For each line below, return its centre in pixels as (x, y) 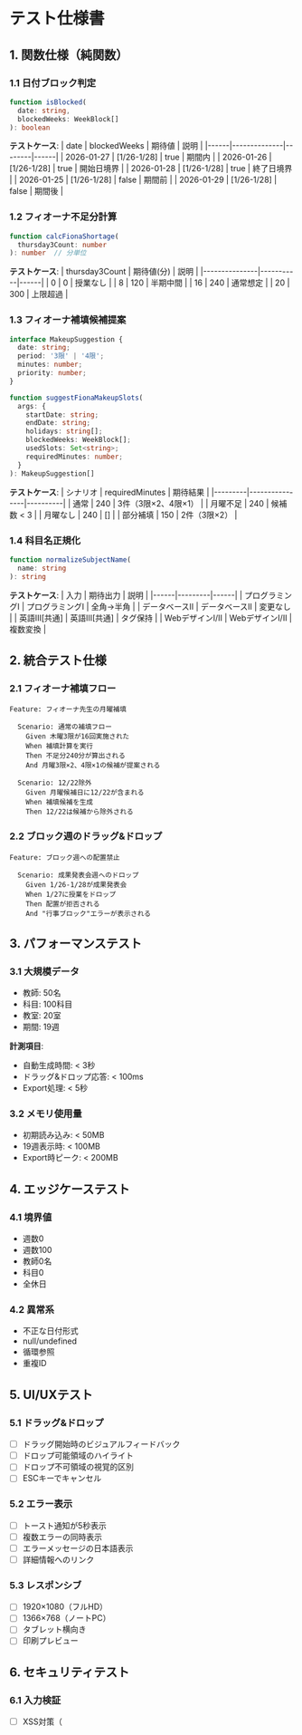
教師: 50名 (42, 993)
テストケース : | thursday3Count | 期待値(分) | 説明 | (104, 272)
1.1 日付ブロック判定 (53, 82)
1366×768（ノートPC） (66, 1618)
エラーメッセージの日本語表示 (78, 1548)
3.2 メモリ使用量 (46, 1113)
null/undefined (50, 1341)
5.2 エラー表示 (41, 1504)
